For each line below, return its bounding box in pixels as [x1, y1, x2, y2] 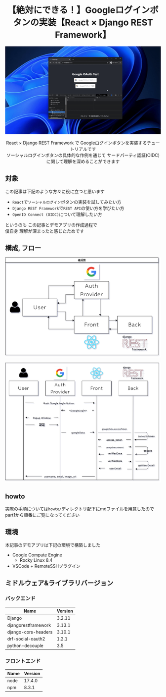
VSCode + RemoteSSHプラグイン [12, 563, 81, 569]
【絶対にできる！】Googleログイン [7, 4, 150, 16]
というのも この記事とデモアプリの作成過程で [5, 221, 97, 228]
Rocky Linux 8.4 [19, 557, 53, 563]
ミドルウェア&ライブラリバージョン [5, 579, 114, 588]
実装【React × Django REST [39, 17, 153, 28]
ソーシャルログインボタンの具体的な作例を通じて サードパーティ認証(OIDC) [6, 152, 160, 158]
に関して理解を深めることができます [46, 158, 120, 164]
